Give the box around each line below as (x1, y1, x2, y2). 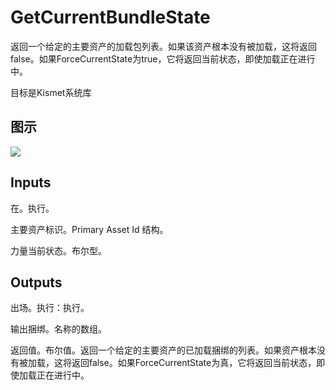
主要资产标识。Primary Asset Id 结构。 (10, 223, 169, 235)
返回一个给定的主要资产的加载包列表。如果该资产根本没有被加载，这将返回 (10, 40, 317, 52)
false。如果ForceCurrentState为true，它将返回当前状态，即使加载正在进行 (10, 52, 316, 65)
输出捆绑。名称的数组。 (10, 323, 107, 335)
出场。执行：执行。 (10, 302, 90, 314)
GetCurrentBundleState (10, 6, 211, 29)
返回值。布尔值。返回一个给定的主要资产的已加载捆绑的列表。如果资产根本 (10, 344, 317, 356)
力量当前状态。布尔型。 (10, 244, 107, 256)
